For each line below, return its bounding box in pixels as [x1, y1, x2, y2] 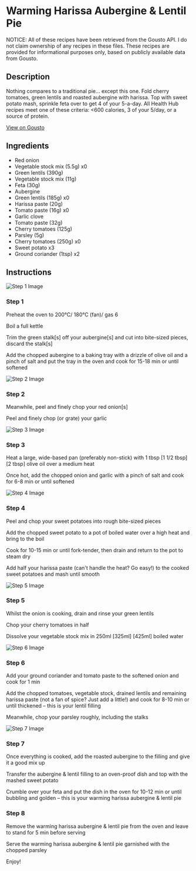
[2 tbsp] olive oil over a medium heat [6, 460, 95, 468]
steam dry [6, 553, 31, 560]
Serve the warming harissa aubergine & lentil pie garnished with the [6, 840, 170, 847]
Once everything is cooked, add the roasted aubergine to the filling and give [6, 753, 190, 760]
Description [6, 72, 50, 82]
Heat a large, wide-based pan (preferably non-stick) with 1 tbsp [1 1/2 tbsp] [6, 454, 188, 461]
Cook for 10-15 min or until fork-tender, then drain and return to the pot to [6, 546, 184, 553]
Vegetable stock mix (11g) [14, 175, 77, 182]
